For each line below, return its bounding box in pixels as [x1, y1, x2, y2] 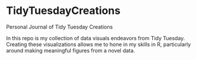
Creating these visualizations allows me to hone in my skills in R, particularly [6, 41, 191, 48]
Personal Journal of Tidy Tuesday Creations [6, 23, 113, 30]
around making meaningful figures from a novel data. [6, 47, 136, 54]
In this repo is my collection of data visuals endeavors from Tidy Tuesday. [6, 34, 185, 41]
